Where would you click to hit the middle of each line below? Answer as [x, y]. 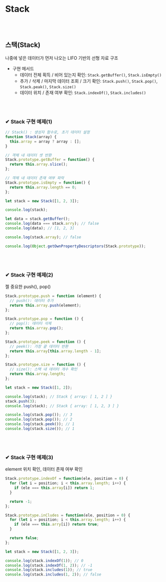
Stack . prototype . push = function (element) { [53, 296]
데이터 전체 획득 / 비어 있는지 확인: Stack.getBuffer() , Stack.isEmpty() [91, 75]
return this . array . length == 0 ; [43, 187]
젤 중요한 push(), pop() [28, 287]
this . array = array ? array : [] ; [45, 142]
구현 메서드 [23, 68]
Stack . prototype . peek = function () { [45, 342]
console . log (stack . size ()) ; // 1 [40, 429]
